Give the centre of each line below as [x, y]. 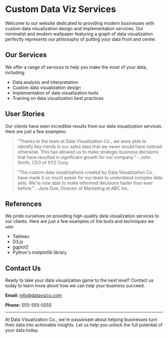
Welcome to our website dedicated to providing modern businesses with [80, 23]
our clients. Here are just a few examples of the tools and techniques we [79, 221]
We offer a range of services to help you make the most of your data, [76, 67]
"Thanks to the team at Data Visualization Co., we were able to [82, 141]
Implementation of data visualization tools [55, 93]
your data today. [22, 330]
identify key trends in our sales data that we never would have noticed [90, 146]
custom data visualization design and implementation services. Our [74, 28]
